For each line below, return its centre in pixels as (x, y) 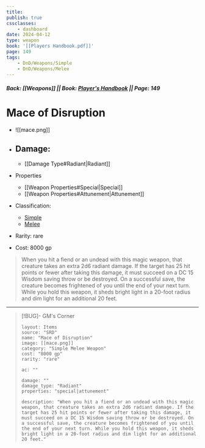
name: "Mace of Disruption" (57, 338)
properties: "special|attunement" (65, 391)
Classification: (33, 206)
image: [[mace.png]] (47, 343)
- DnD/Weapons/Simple (45, 63)
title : (15, 12)
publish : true (24, 18)
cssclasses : (21, 23)
